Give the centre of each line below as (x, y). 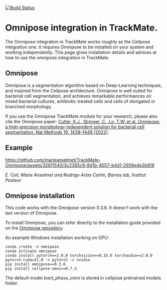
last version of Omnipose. (32, 213)
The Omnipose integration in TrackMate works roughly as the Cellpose (78, 41)
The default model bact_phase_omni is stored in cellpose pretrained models (83, 278)
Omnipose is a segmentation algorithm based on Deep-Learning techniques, (84, 85)
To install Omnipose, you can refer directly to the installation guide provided (83, 223)
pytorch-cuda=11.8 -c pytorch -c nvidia (48, 260)
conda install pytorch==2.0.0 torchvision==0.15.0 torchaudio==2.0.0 (79, 256)
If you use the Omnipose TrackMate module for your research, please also (82, 116)
